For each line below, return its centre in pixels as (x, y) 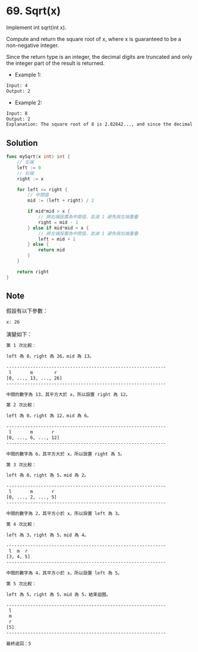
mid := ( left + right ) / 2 (61, 200)
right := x (30, 179)
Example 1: (28, 74)
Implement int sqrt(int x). (36, 27)
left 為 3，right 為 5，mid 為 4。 (48, 535)
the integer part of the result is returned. (56, 63)
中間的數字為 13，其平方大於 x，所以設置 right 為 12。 (68, 394)
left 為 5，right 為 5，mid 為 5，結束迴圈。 (59, 594)
